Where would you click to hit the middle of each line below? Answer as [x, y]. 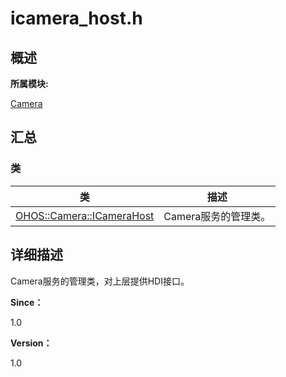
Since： [27, 302]
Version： [31, 343]
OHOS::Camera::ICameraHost [85, 215]
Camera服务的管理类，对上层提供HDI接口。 [100, 281]
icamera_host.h [76, 18]
